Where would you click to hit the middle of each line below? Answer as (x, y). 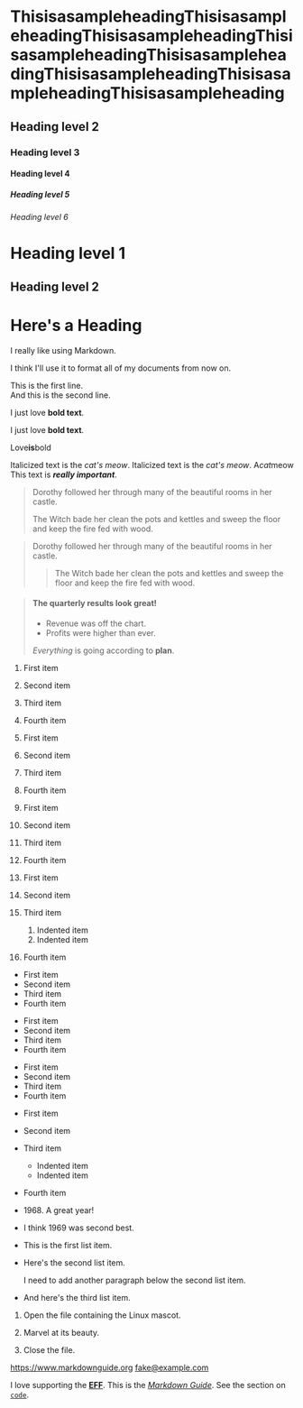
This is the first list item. (68, 1245)
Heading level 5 (40, 194)
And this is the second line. (60, 395)
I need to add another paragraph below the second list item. (134, 1280)
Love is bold (31, 447)
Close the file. (49, 1349)
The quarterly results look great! (94, 603)
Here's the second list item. (74, 1262)
